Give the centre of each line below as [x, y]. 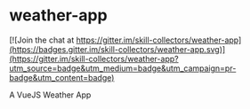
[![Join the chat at [42, 40]
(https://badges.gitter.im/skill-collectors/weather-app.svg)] [117, 49]
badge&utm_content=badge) [62, 77]
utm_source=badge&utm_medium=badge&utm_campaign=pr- [123, 68]
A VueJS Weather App [50, 95]
